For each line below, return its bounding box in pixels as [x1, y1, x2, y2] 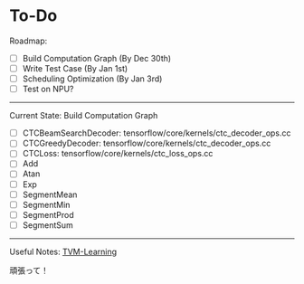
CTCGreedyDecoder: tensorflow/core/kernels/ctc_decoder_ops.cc [22, 137, 271, 149]
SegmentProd [22, 209, 74, 220]
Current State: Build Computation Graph [9, 110, 158, 121]
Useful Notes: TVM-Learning [9, 246, 118, 257]
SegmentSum [22, 219, 74, 231]
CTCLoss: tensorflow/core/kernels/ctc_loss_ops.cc [22, 148, 214, 159]
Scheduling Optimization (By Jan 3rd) [22, 73, 163, 84]
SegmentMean [22, 189, 78, 200]
